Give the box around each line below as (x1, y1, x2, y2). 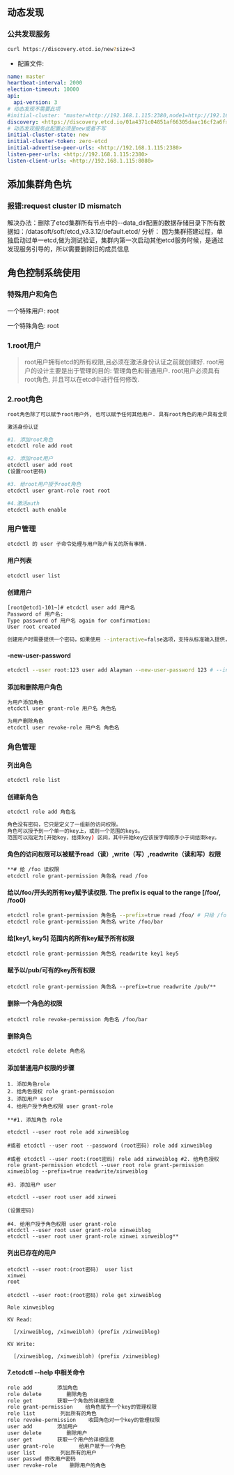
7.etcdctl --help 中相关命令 (7, 1368, 86, 1377)
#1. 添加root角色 (7, 436, 54, 443)
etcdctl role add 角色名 (7, 808, 77, 815)
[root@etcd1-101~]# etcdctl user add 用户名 (7, 604, 136, 611)
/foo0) (7, 896, 26, 905)
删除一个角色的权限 (7, 999, 63, 1007)
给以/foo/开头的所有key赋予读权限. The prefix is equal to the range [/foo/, (7, 889, 221, 897)
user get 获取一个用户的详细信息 (7, 1436, 115, 1443)
